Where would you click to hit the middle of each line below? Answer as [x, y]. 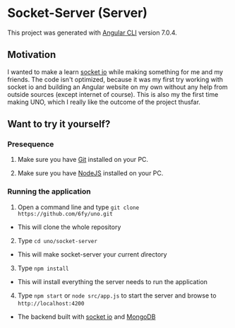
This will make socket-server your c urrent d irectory [92, 254]
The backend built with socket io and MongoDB [86, 317]
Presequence [31, 144]
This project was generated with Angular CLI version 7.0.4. [92, 33]
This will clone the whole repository [69, 227]
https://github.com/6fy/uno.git [65, 213]
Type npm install [43, 268]
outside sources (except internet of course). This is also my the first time [113, 94]
